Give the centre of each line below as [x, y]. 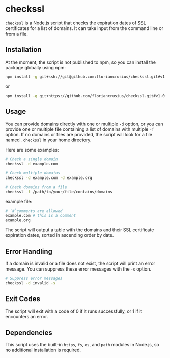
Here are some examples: [32, 150]
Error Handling [29, 251]
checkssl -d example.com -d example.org [49, 178]
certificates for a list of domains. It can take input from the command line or [84, 28]
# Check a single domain [32, 159]
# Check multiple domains [33, 173]
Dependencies [29, 332]
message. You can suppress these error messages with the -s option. [78, 269]
